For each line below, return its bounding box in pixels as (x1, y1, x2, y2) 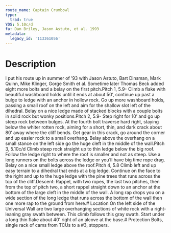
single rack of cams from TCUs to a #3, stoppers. (5, 222, 109, 228)
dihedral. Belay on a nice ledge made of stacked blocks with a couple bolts (5, 108, 163, 114)
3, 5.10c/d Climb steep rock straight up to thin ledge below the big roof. (5, 145, 155, 152)
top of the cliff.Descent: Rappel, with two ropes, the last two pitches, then (5, 178, 160, 184)
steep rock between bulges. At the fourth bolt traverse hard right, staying (5, 118, 159, 124)
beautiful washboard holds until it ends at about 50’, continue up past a (5, 91, 155, 97)
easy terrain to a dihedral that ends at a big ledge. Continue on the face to (5, 167, 161, 174)
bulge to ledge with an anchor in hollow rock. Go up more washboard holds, (5, 97, 165, 103)
